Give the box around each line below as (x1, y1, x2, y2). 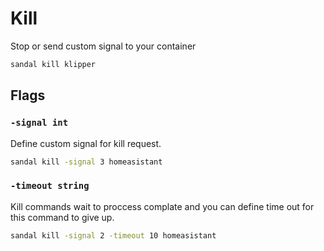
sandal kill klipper (10, 59, 97, 69)
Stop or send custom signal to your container (10, 40, 197, 52)
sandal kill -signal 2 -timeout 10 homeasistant (10, 230, 217, 241)
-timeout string (10, 180, 90, 192)
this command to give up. (10, 211, 115, 223)
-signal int (10, 117, 69, 129)
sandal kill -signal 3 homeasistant (10, 157, 163, 167)
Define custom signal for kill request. (10, 137, 162, 149)
